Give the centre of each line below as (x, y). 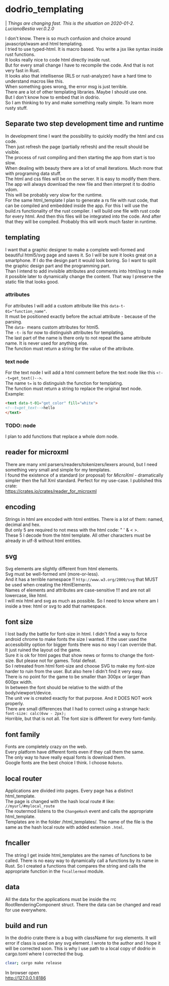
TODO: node (21, 425)
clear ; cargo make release (33, 963)
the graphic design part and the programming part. (58, 266)
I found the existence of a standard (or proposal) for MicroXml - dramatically (84, 475)
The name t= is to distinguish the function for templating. (64, 383)
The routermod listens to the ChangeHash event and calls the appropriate (79, 811)
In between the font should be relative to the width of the (64, 687)
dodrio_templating (45, 9)
